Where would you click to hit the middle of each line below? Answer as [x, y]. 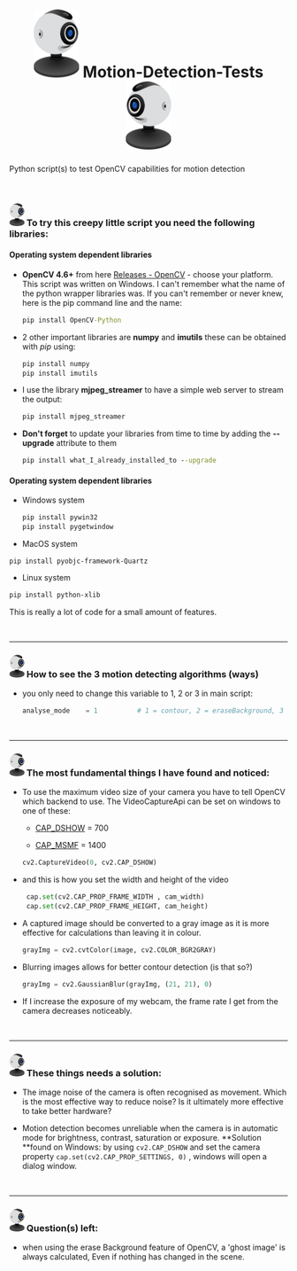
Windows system [53, 500]
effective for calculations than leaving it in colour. [111, 932]
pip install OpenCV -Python [72, 320]
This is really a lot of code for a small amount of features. [113, 612]
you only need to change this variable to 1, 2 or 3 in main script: [137, 694]
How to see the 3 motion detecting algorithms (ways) [142, 674]
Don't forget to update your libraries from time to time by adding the [146, 433]
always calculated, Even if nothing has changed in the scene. [133, 1257]
